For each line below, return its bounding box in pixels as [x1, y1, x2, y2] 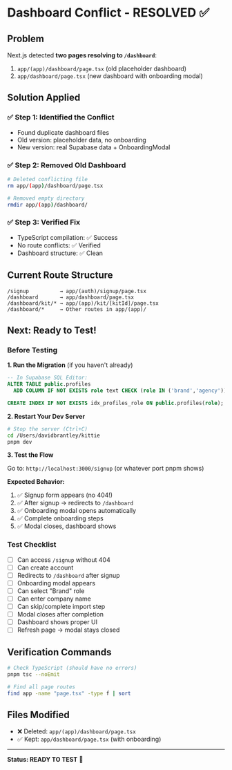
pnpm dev [7, 438, 32, 445]
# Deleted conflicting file [7, 176, 88, 182]
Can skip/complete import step [17, 603, 106, 611]
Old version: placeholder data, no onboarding [17, 135, 146, 144]
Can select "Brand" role [17, 586, 85, 595]
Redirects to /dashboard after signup [17, 571, 120, 579]
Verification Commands [7, 646, 112, 658]
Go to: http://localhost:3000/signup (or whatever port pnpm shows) [7, 464, 204, 473]
